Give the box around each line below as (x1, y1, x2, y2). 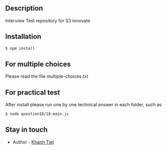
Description (5, 4, 43, 13)
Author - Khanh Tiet (12, 139, 54, 145)
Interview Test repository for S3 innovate (5, 17, 91, 23)
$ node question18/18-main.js (5, 111, 69, 116)
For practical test (5, 88, 60, 97)
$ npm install (5, 46, 35, 51)
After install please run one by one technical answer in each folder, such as (5, 102, 162, 108)
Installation (5, 33, 41, 41)
